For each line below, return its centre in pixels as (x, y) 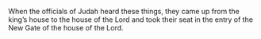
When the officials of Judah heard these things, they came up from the (124, 11)
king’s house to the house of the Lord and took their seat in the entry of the (131, 19)
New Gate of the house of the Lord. (66, 28)
